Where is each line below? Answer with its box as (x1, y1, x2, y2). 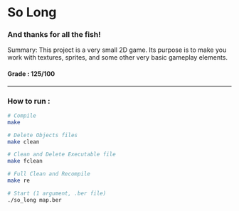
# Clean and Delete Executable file (7, 151, 116, 158)
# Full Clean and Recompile (7, 171, 91, 178)
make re (7, 177, 31, 185)
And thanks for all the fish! (7, 30, 101, 40)
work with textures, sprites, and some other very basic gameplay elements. (7, 53, 228, 62)
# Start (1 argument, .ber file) (7, 190, 107, 197)
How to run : (7, 96, 51, 106)
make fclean (7, 158, 43, 165)
